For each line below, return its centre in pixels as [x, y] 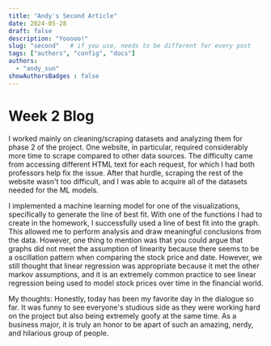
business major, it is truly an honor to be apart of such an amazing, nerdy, [131, 324]
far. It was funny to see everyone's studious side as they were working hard [134, 307]
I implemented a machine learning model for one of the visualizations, [125, 205]
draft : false [30, 31]
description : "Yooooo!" [49, 38]
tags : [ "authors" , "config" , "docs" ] [72, 53]
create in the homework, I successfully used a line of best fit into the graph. [134, 222]
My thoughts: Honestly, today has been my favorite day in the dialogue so [131, 298]
